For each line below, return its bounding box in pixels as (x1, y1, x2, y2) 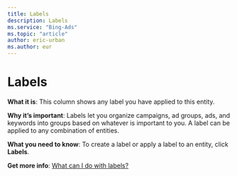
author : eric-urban (7, 37, 65, 44)
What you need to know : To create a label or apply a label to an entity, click (7, 140, 229, 148)
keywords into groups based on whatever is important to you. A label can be (7, 119, 231, 127)
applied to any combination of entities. (7, 126, 119, 135)
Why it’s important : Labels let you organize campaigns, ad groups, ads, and (7, 111, 231, 119)
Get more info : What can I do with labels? (7, 161, 129, 170)
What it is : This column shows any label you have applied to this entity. (7, 97, 215, 106)
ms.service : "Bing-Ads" (7, 23, 78, 31)
